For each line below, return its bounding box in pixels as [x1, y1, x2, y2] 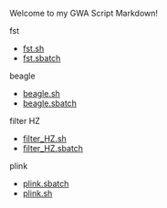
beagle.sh [22, 88, 61, 99]
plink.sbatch [22, 178, 69, 189]
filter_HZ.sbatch [22, 143, 84, 153]
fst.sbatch [22, 53, 61, 63]
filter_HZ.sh [22, 133, 67, 144]
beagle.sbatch [22, 98, 78, 109]
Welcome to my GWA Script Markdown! [9, 8, 158, 18]
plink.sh [22, 188, 53, 199]
